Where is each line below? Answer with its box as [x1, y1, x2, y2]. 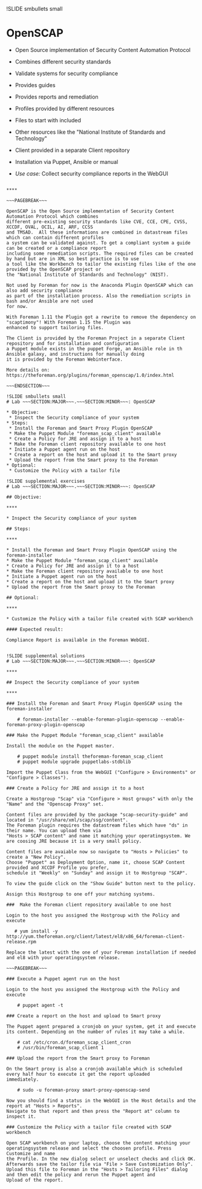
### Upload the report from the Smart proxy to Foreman [6, 1055, 150, 1061]
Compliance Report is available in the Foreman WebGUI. [6, 637, 150, 643]
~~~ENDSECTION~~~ [6, 382, 50, 389]
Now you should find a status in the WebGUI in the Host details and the [6, 1098, 197, 1104]
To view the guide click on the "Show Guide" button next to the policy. [6, 880, 197, 886]
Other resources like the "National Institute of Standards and [15, 128, 166, 136]
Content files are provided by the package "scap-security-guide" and [6, 811, 188, 817]
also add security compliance [6, 287, 83, 293]
